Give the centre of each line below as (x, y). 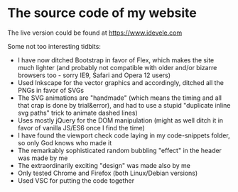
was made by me (43, 158)
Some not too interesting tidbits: (54, 46)
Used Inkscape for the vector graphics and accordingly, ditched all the (120, 82)
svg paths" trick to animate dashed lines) (78, 113)
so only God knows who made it (65, 142)
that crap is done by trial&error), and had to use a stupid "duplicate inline (124, 105)
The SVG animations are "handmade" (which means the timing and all (120, 98)
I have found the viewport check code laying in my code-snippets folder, (124, 135)
